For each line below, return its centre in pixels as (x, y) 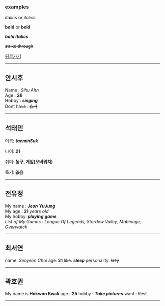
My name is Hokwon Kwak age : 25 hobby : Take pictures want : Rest (76, 294)
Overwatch (16, 227)
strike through (19, 46)
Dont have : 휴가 (21, 106)
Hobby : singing (22, 101)
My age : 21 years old (27, 211)
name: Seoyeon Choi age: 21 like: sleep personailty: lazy (62, 260)
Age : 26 (14, 95)
